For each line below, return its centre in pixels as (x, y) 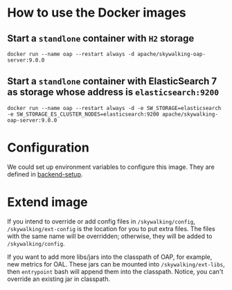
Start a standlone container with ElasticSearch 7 (112, 81)
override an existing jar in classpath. (59, 279)
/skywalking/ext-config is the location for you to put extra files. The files (111, 228)
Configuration (48, 147)
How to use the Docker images (97, 13)
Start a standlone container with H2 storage (101, 38)
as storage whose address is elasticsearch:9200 (113, 92)
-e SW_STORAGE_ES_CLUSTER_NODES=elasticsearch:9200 (83, 114)
